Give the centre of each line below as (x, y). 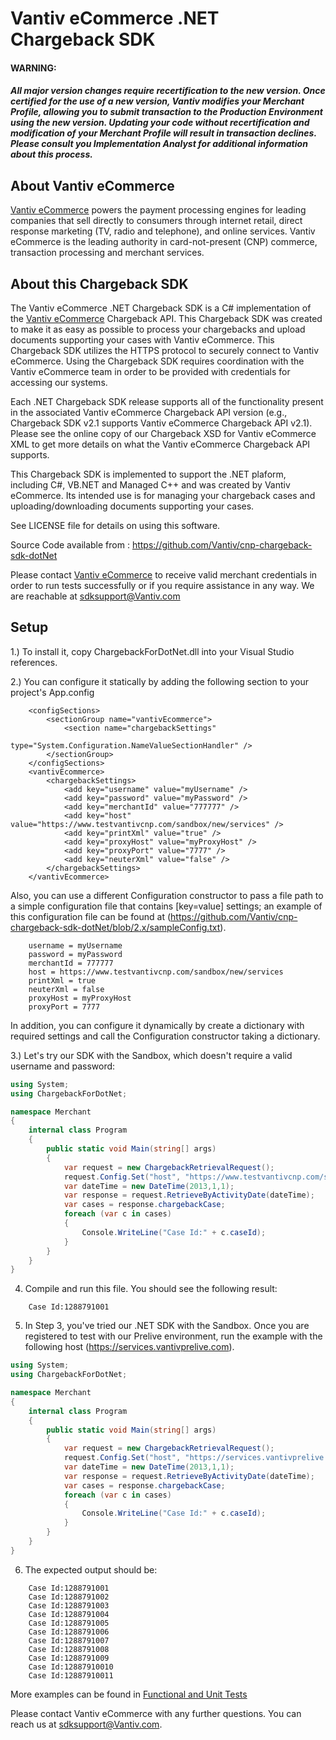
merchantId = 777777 (71, 963)
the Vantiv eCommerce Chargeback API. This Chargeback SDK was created (166, 318)
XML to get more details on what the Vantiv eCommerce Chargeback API (160, 444)
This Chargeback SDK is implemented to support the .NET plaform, (148, 474)
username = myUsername (75, 945)
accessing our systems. (59, 382)
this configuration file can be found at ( (91, 916)
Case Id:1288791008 (69, 1649)
